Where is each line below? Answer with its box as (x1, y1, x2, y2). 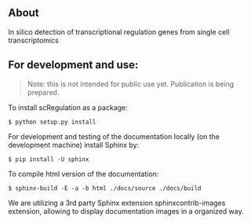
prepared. (27, 87, 60, 97)
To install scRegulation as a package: (8, 102, 128, 112)
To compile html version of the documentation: (8, 169, 159, 178)
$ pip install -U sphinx (8, 155, 89, 163)
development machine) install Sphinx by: (8, 140, 140, 149)
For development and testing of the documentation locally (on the (8, 131, 220, 141)
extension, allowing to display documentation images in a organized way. (8, 206, 245, 215)
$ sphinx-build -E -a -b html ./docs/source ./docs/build (8, 184, 202, 192)
